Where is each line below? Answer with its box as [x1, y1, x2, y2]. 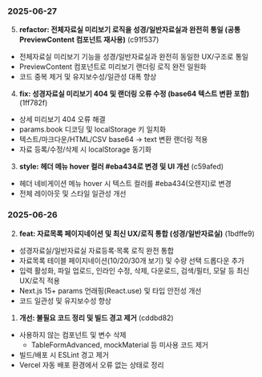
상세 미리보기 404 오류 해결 [18, 115, 106, 124]
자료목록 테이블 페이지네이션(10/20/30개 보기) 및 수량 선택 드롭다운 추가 [18, 255, 245, 266]
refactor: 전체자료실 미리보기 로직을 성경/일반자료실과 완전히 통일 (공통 [18, 25, 241, 34]
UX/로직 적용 [18, 275, 61, 286]
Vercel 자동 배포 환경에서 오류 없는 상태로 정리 [18, 359, 165, 370]
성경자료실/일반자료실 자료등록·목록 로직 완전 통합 [18, 245, 174, 255]
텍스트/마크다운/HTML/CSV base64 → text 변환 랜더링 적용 [18, 135, 208, 144]
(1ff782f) [18, 98, 48, 107]
